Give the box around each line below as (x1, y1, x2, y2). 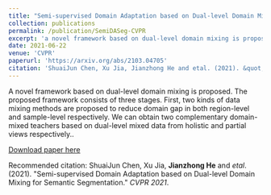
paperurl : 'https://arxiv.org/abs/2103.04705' (8, 57, 168, 65)
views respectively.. (8, 129, 74, 139)
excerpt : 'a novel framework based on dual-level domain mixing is (8, 34, 240, 43)
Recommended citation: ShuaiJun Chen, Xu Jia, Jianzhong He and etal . (8, 160, 248, 170)
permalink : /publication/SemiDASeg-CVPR (8, 27, 147, 35)
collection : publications (8, 19, 95, 27)
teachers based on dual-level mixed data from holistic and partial (30, 120, 247, 130)
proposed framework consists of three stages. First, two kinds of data (8, 94, 240, 105)
